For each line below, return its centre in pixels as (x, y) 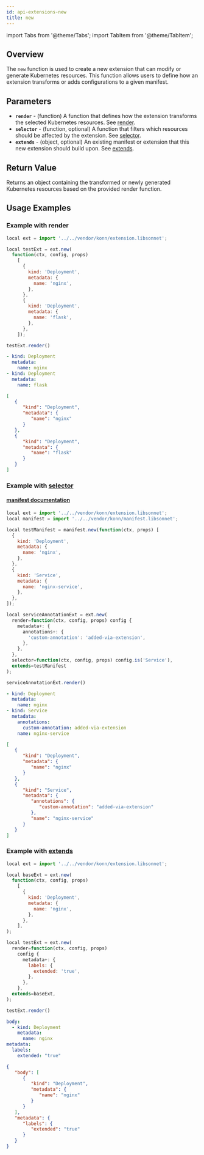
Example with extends (40, 851)
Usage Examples (39, 208)
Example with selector (40, 485)
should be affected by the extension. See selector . (78, 136)
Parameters (29, 101)
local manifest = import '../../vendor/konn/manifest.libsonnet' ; (92, 518)
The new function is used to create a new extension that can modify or (94, 69)
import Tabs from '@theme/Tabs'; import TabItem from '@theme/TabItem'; (100, 35)
